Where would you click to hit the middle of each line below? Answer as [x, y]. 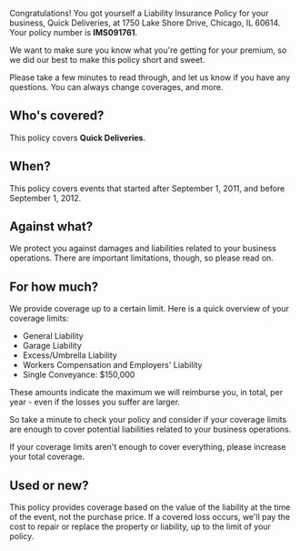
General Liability [53, 336]
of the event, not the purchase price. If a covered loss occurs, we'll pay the [150, 517]
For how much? [54, 286]
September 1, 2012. [45, 198]
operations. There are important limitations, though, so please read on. [142, 258]
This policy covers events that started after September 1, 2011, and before [147, 188]
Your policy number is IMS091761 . [74, 32]
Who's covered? [57, 116]
